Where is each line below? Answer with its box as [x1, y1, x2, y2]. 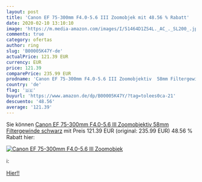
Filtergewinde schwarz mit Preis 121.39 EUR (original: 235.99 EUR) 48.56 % [6, 127, 193, 134]
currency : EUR [6, 59, 42, 65]
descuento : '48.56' [6, 98, 55, 104]
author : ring [6, 43, 39, 49]
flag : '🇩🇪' [6, 87, 36, 93]
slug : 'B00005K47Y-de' [6, 48, 63, 54]
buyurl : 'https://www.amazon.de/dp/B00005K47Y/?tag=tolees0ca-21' [6, 93, 176, 99]
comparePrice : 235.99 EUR [6, 71, 71, 77]
